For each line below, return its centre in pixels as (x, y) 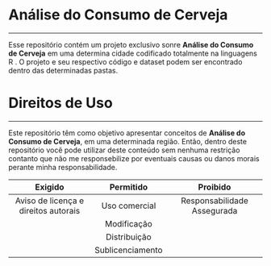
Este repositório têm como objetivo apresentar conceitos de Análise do (127, 133)
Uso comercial (129, 206)
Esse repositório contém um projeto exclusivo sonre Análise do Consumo (131, 44)
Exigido (50, 187)
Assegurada (215, 210)
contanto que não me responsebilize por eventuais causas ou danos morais (134, 158)
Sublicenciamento (129, 250)
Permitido (129, 187)
